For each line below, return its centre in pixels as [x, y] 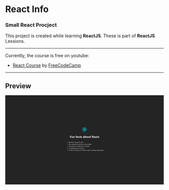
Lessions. [15, 41]
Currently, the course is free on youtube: [47, 56]
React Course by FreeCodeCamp [47, 65]
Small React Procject [31, 25]
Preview [18, 86]
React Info [27, 9]
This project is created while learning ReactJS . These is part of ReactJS [80, 36]
